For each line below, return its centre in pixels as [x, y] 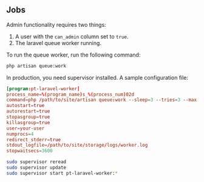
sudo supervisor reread [36, 162]
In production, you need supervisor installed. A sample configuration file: [97, 77]
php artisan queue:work [36, 66]
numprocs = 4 [20, 134]
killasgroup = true [28, 122]
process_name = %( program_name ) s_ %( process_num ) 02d [70, 94]
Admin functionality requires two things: [56, 24]
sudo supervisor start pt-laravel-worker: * [62, 173]
